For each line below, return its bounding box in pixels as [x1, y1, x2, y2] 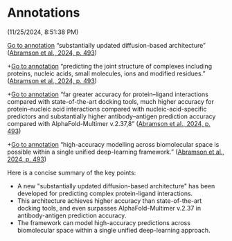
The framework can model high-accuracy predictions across [17, 218, 190, 226]
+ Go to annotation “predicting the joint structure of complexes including [7, 62, 213, 70]
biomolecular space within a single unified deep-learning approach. [17, 226, 211, 234]
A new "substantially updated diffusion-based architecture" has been [17, 181, 215, 190]
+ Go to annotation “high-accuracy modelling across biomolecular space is [7, 140, 220, 148]
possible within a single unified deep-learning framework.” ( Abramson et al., [7, 148, 225, 156]
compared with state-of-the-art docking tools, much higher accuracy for [7, 97, 215, 105]
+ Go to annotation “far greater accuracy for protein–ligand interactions [7, 90, 209, 98]
